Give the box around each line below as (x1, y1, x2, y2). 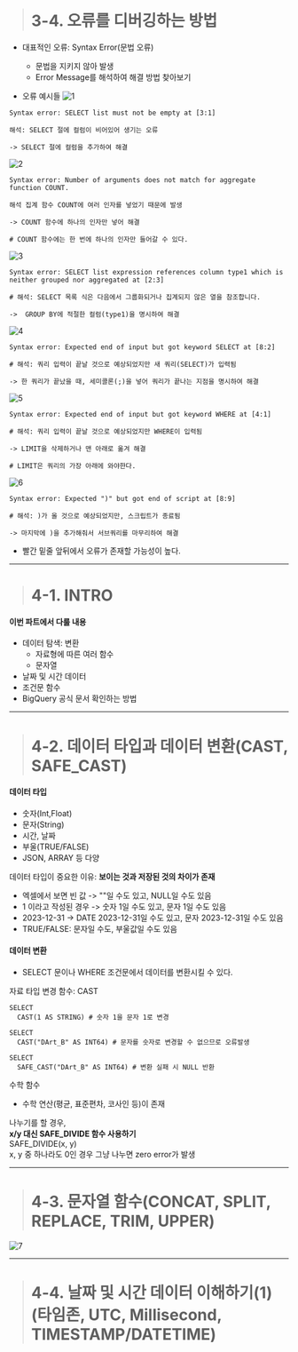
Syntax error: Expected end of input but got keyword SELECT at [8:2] (9, 342, 276, 352)
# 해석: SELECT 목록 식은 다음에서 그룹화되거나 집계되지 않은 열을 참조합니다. (9, 292, 262, 301)
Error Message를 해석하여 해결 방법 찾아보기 (35, 71, 192, 83)
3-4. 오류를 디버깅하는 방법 (30, 11, 217, 31)
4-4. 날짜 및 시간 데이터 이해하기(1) (30, 1283, 273, 1303)
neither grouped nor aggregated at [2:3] (9, 275, 165, 284)
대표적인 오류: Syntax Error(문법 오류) (21, 42, 154, 52)
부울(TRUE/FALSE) (21, 841, 90, 852)
